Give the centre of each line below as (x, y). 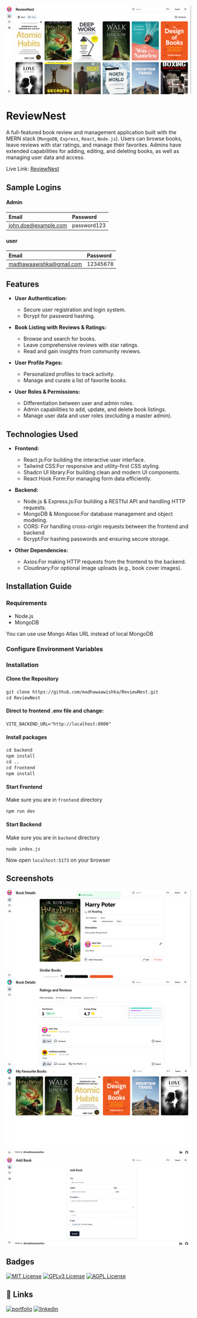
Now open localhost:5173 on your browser (58, 860)
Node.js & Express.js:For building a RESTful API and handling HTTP (104, 502)
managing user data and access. (45, 157)
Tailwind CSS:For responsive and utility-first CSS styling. (91, 466)
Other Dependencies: (41, 550)
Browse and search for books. (60, 339)
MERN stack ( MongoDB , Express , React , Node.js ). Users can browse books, (94, 139)
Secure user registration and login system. (74, 310)
